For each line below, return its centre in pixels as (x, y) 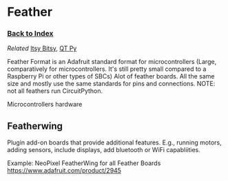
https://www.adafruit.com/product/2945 (64, 171)
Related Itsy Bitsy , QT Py (42, 48)
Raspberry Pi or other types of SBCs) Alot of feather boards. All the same (111, 76)
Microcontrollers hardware (45, 105)
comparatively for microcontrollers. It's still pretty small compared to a (107, 69)
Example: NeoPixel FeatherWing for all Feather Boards (84, 163)
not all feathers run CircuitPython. (55, 91)
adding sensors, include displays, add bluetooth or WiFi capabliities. (104, 150)
